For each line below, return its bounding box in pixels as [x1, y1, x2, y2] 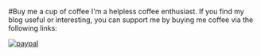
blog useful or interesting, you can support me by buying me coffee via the [8, 15, 254, 24]
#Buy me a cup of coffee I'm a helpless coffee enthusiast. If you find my [8, 7, 244, 16]
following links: [8, 24, 57, 32]
